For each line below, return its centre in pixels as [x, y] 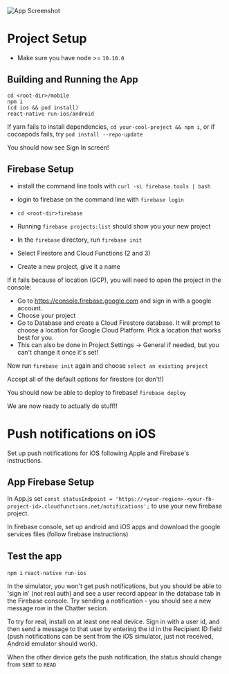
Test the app [35, 556]
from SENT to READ [32, 664]
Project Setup [47, 39]
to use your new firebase [187, 506]
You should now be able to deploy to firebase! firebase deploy [97, 392]
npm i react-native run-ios [47, 574]
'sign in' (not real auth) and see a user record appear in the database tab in [114, 594]
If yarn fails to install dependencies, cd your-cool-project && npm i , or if [111, 126]
